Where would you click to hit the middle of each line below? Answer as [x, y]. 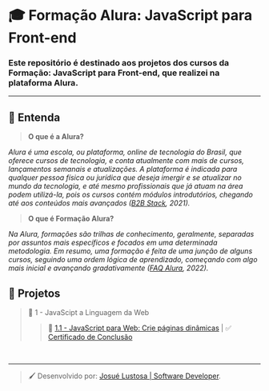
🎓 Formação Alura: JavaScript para [130, 16]
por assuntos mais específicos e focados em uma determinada [113, 243]
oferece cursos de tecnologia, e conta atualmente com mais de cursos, [126, 161]
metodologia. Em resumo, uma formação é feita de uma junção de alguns [130, 251]
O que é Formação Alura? [71, 219]
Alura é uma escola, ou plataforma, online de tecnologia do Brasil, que [125, 152]
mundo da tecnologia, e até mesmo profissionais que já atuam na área [126, 186]
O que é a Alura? [56, 137]
